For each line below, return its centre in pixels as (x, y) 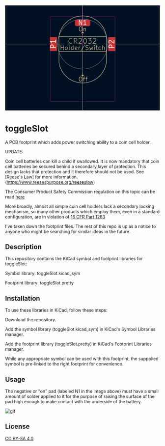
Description (23, 247)
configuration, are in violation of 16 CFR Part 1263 (55, 217)
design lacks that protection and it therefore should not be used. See (74, 171)
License (17, 427)
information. (66, 177)
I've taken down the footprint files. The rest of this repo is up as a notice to (81, 226)
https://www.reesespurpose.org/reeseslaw (50, 182)
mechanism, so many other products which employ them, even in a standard (82, 211)
